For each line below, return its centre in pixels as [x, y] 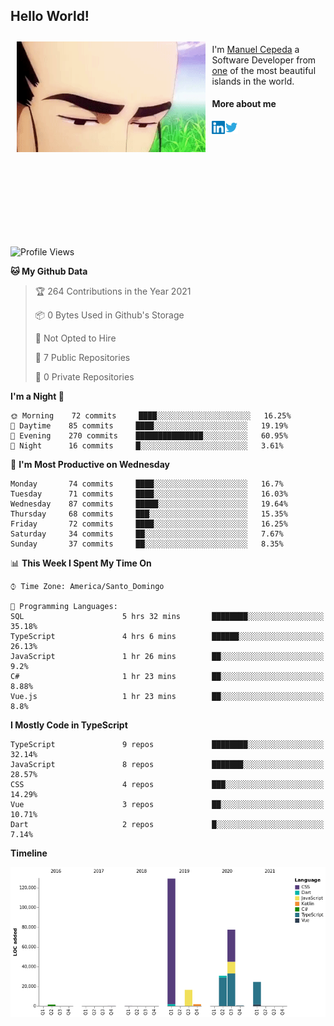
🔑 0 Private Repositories [84, 377]
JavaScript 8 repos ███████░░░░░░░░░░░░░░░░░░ [167, 765]
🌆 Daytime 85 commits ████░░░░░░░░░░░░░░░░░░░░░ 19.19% [149, 426]
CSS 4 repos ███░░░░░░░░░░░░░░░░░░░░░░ [167, 785]
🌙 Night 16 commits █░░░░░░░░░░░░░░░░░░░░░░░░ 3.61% [147, 446]
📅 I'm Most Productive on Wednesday [90, 465]
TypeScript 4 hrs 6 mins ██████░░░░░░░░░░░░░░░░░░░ [167, 637]
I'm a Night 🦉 [37, 396]
